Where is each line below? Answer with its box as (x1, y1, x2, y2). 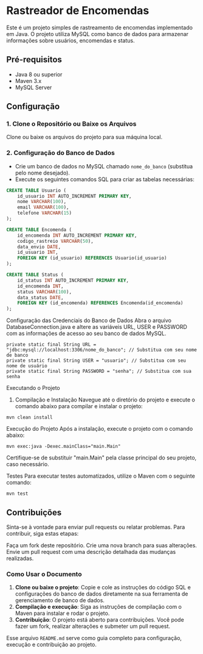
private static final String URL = (6, 342, 97, 348)
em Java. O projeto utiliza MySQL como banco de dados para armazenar (6, 30, 189, 37)
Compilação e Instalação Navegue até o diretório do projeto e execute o (15, 396, 196, 403)
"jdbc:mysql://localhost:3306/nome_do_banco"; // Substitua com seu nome (6, 347, 198, 353)
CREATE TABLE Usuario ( (6, 187, 67, 193)
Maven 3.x (15, 77, 42, 84)
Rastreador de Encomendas (6, 4, 150, 18)
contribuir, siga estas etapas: (6, 530, 79, 537)
